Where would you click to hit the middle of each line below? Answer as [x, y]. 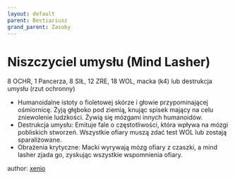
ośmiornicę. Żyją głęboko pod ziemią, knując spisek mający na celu [115, 110]
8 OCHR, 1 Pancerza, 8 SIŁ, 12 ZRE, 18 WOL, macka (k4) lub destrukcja [110, 81]
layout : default [31, 14]
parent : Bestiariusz [38, 20]
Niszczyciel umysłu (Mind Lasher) [109, 62]
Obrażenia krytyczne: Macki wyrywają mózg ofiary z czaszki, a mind [117, 147]
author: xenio [26, 168]
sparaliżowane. [40, 140]
